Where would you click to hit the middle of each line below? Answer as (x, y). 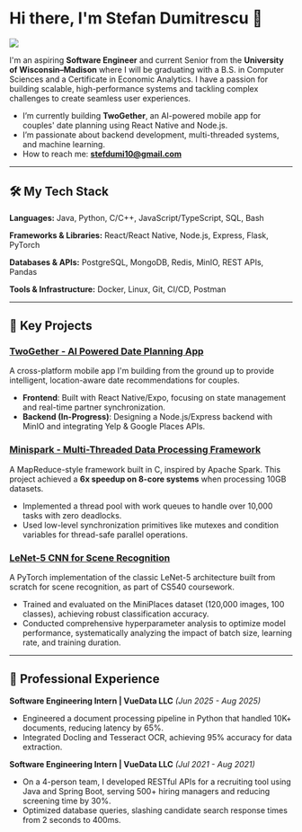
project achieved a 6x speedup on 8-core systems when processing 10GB (148, 479)
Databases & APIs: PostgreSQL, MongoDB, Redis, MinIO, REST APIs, (137, 262)
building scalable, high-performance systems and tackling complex (134, 88)
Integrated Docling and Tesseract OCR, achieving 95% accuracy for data (157, 737)
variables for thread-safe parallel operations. (105, 535)
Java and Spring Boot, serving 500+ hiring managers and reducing (146, 791)
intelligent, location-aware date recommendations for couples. (124, 380)
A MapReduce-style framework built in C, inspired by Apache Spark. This (145, 469)
